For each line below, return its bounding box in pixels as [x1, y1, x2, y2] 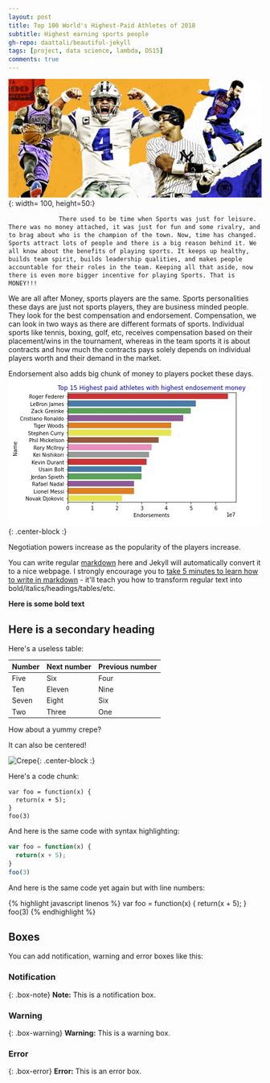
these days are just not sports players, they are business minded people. [8, 302, 249, 312]
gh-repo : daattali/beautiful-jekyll [8, 39, 131, 47]
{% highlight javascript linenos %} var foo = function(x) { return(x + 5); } [8, 898, 247, 908]
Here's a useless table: [8, 644, 84, 654]
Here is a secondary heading [8, 622, 155, 636]
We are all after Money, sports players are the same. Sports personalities [8, 293, 249, 303]
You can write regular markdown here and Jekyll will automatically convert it [8, 558, 261, 568]
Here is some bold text [8, 599, 85, 609]
